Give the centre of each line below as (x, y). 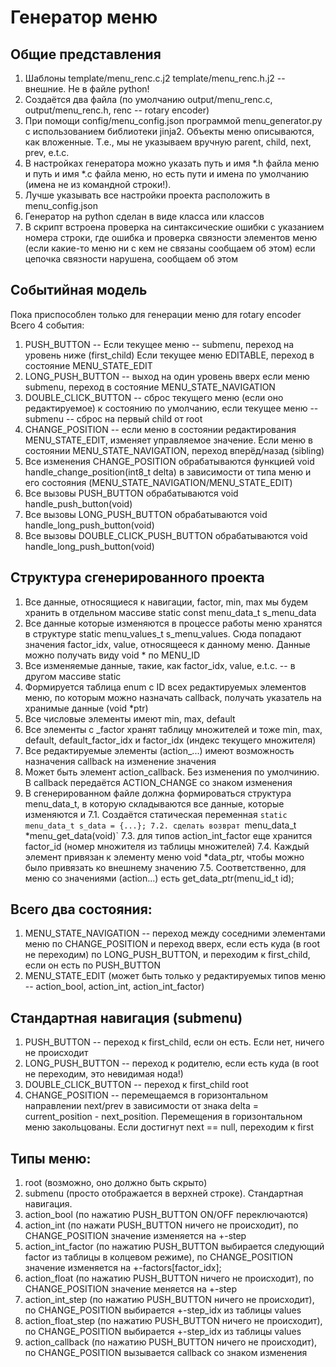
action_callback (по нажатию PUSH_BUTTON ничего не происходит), (171, 1342)
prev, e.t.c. (47, 152)
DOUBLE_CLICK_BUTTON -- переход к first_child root (136, 1085)
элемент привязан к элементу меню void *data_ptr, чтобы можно (164, 857)
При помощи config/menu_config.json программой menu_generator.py (173, 120)
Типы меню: (51, 1158)
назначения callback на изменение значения (120, 761)
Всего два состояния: (81, 909)
